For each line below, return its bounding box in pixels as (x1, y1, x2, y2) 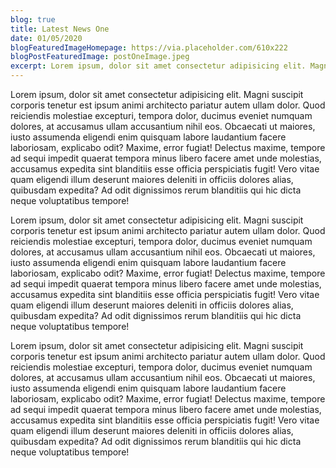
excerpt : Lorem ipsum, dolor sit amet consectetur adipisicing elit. (10, 61, 307, 71)
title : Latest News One (10, 24, 110, 34)
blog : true (10, 14, 56, 25)
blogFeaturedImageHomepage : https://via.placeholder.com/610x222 (10, 42, 288, 53)
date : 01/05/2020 (10, 33, 83, 43)
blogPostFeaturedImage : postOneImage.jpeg (10, 52, 190, 62)
